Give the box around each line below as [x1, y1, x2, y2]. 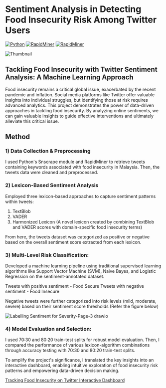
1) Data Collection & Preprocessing [5, 148, 91, 155]
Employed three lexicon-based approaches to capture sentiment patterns [5, 193, 156, 199]
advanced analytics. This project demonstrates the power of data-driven [5, 102, 155, 108]
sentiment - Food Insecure [5, 288, 60, 295]
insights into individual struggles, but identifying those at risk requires [5, 97, 148, 103]
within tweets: [5, 198, 34, 204]
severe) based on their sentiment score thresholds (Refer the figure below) [5, 303, 159, 310]
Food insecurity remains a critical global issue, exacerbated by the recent [5, 86, 156, 92]
